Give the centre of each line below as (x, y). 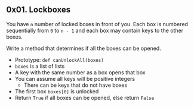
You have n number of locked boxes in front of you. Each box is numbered (97, 24)
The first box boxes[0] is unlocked (57, 91)
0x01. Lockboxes (38, 10)
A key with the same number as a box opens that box (80, 72)
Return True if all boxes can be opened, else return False (84, 97)
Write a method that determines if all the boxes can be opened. (84, 48)
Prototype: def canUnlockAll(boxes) (59, 59)
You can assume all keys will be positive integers (75, 78)
